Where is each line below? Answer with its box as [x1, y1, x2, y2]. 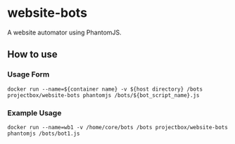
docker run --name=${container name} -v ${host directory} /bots [7, 86, 203, 93]
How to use [7, 48, 58, 60]
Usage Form [7, 70, 50, 79]
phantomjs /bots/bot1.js [7, 130, 80, 137]
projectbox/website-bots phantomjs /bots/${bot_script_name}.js [7, 91, 200, 99]
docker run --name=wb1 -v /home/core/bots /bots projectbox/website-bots [7, 124, 229, 131]
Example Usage [7, 107, 62, 117]
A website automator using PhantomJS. [7, 28, 122, 37]
